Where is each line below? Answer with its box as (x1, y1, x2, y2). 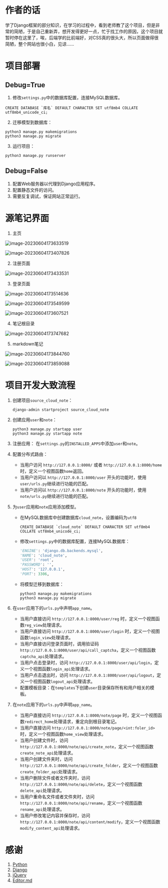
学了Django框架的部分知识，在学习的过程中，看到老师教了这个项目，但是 (5, 22, 156, 28)
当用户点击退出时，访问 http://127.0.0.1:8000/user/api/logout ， (19, 672, 157, 678)
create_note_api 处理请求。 (19, 750, 76, 756)
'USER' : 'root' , (19, 558, 54, 563)
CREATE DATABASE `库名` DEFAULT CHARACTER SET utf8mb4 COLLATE (5, 105, 138, 110)
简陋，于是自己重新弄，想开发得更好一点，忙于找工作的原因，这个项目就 (13, 28, 163, 34)
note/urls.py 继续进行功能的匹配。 (19, 493, 91, 499)
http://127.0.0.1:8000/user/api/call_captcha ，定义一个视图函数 (19, 647, 156, 653)
